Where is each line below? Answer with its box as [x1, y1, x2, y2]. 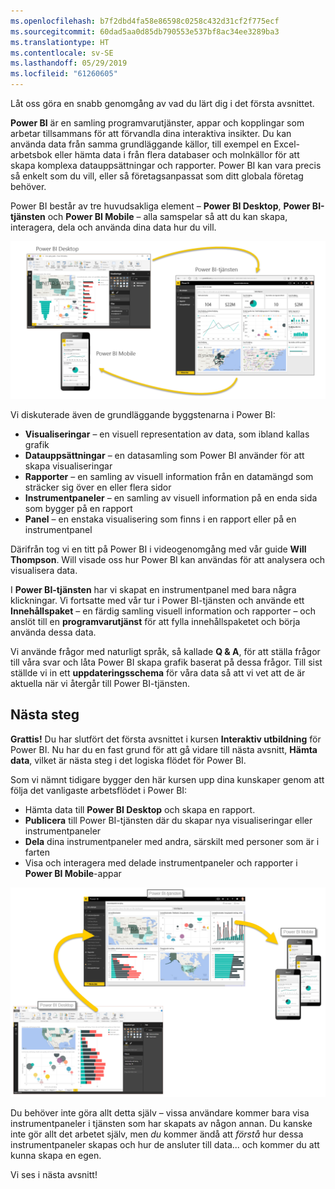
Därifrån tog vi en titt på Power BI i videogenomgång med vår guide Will [10, 543, 307, 555]
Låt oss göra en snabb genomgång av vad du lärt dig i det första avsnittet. [10, 98, 315, 109]
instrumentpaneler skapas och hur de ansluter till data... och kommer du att [10, 1139, 320, 1151]
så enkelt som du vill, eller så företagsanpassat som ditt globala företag [10, 170, 304, 182]
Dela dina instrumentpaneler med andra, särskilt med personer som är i [24, 835, 320, 847]
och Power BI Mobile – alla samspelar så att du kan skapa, [47, 211, 288, 222]
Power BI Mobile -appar [24, 867, 122, 879]
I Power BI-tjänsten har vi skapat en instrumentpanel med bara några [10, 584, 297, 595]
